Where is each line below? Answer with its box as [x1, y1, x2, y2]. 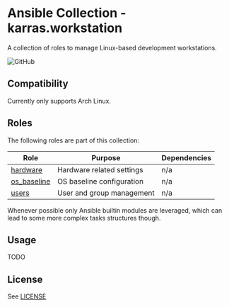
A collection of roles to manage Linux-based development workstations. [7, 43, 217, 52]
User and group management [57, 188, 155, 198]
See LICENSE [7, 292, 47, 301]
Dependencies [161, 152, 212, 162]
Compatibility [7, 78, 69, 90]
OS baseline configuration [57, 176, 143, 186]
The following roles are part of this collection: [7, 136, 140, 145]
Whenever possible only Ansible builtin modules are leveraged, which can [7, 206, 223, 214]
